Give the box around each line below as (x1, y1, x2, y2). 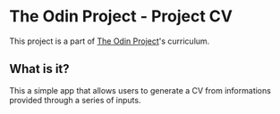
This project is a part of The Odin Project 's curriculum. (9, 36, 210, 46)
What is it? (9, 61, 70, 77)
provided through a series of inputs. (9, 94, 141, 105)
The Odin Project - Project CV (9, 6, 233, 27)
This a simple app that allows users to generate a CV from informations (9, 85, 271, 95)
